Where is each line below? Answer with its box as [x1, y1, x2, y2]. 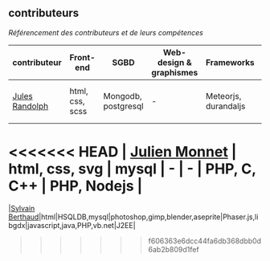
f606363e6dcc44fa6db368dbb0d [148, 236, 262, 246]
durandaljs [206, 100, 246, 112]
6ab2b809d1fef [148, 244, 199, 254]
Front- [69, 51, 96, 63]
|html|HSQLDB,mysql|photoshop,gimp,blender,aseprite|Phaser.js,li [39, 212, 259, 222]
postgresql [103, 100, 144, 112]
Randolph [12, 100, 49, 112]
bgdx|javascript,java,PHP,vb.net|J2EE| [8, 220, 136, 230]
